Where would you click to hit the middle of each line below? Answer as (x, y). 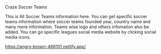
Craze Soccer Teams (26, 7)
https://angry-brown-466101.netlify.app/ (46, 46)
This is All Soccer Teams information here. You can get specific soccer (76, 16)
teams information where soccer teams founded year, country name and (78, 22)
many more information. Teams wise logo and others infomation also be (77, 27)
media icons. (18, 37)
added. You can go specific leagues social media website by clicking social (80, 32)
